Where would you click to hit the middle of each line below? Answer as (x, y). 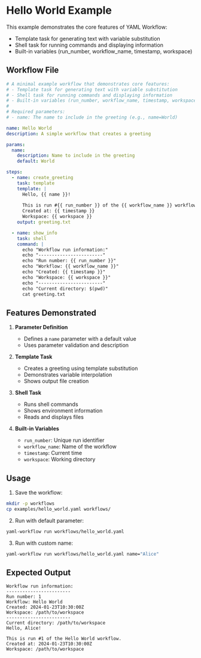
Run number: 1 (24, 597)
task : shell (32, 238)
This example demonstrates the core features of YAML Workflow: (87, 27)
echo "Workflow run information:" (65, 250)
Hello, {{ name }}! (46, 194)
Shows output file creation (56, 381)
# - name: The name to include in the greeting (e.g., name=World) (92, 117)
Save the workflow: (39, 492)
